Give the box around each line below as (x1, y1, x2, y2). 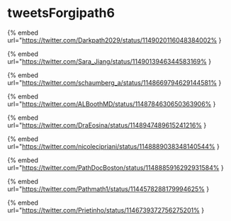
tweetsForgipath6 (7, 5, 115, 21)
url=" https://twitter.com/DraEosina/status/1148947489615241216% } (7, 120, 207, 129)
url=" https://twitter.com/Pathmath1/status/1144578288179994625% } (7, 184, 210, 193)
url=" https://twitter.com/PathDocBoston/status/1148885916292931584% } (7, 163, 225, 171)
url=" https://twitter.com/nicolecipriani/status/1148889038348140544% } (7, 142, 220, 150)
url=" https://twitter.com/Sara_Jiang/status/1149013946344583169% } (7, 57, 211, 65)
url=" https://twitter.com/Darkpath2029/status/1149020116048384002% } (7, 35, 222, 44)
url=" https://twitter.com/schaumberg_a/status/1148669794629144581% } (7, 78, 222, 86)
